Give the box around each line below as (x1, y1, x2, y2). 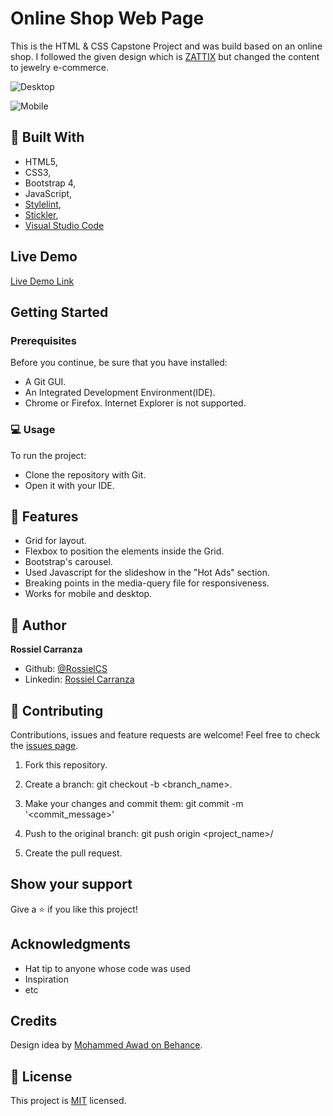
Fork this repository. (24, 758, 108, 771)
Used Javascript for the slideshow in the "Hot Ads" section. (24, 567, 270, 579)
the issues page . (10, 739, 79, 751)
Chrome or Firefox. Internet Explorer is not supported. (24, 397, 247, 409)
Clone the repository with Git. (24, 468, 147, 481)
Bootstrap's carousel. (24, 556, 113, 568)
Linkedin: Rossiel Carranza (24, 673, 135, 686)
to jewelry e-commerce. (10, 61, 110, 73)
